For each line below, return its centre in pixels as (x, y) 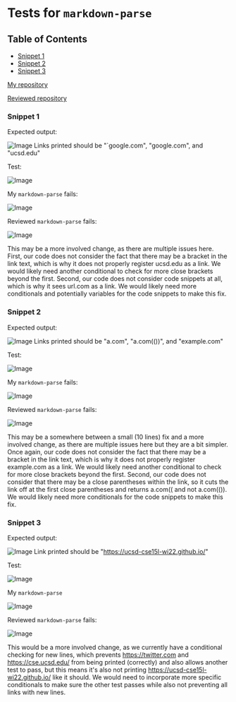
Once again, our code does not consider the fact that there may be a (107, 452)
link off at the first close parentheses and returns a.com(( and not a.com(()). (117, 489)
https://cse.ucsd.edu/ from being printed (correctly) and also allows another (118, 662)
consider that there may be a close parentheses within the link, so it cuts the (118, 482)
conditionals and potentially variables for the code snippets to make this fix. (117, 293)
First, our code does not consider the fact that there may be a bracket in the (117, 256)
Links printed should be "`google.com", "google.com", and (118, 145)
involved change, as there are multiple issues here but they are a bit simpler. (118, 444)
